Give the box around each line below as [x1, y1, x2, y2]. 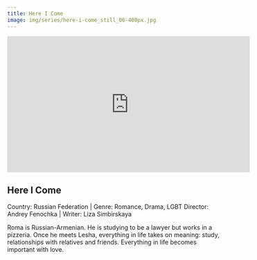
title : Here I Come [7, 10, 64, 17]
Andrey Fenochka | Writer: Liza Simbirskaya [7, 210, 132, 219]
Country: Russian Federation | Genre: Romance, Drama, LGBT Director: [7, 203, 209, 211]
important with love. [7, 245, 64, 254]
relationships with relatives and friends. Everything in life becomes [7, 238, 197, 246]
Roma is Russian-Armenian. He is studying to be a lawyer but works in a [7, 223, 213, 232]
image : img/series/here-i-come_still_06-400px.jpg [7, 17, 157, 24]
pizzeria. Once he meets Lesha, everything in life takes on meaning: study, [7, 231, 220, 239]
